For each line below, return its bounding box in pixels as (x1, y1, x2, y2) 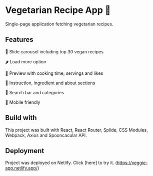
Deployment (5, 147, 44, 155)
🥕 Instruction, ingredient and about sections (5, 80, 95, 86)
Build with (5, 114, 37, 122)
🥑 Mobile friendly (5, 99, 40, 105)
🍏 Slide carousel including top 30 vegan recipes (5, 48, 104, 54)
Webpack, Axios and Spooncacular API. (5, 132, 87, 138)
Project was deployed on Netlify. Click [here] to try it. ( (5, 160, 117, 166)
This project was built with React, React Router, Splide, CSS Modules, (5, 127, 148, 133)
